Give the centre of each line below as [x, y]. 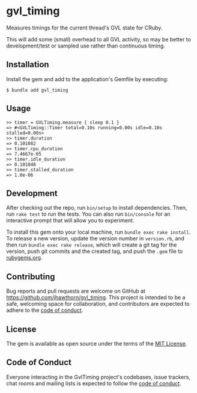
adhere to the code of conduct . [45, 310]
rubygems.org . [24, 258]
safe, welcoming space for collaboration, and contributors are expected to [98, 304]
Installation [28, 65]
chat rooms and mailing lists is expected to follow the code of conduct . [94, 383]
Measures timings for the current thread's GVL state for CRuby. [84, 28]
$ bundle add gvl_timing [37, 90]
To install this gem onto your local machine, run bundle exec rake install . [98, 232]
